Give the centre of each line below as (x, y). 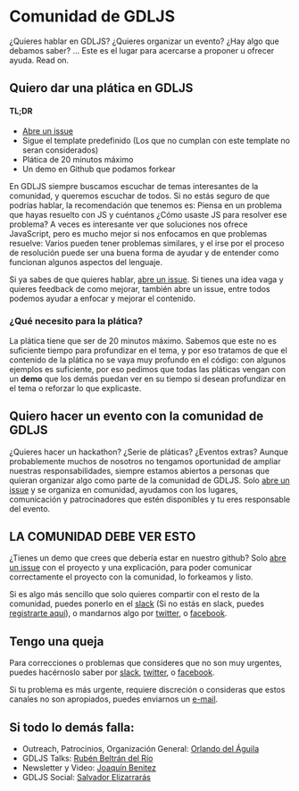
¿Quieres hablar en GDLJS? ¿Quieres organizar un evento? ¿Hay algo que (144, 41)
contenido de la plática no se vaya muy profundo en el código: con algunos (148, 360)
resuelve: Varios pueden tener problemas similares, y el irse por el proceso (147, 243)
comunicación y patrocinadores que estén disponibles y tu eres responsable (150, 499)
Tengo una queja (57, 641)
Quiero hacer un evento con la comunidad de (137, 416)
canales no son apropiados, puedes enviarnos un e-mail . (114, 699)
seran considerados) (60, 150)
